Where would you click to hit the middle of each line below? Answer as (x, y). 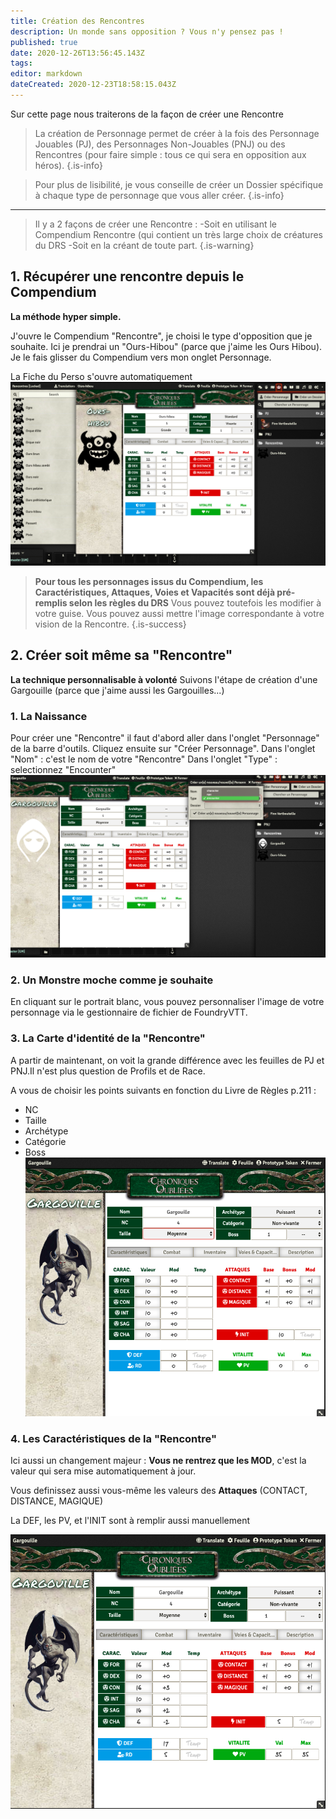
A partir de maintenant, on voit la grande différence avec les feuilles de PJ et (167, 1060)
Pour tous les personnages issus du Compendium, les (149, 582)
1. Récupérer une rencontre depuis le (127, 276)
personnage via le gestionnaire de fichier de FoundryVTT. (129, 1012)
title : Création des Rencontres (77, 21)
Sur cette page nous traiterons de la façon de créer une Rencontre (147, 114)
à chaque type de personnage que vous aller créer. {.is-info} (159, 195)
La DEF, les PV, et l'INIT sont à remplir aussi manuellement (130, 1521)
